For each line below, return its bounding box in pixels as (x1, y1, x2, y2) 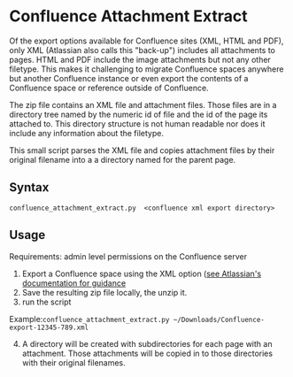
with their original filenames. (21, 357, 126, 368)
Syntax (9, 180, 50, 196)
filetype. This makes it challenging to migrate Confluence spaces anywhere (9, 64, 284, 74)
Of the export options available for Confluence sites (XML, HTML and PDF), (9, 35, 284, 46)
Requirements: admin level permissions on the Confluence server (9, 250, 248, 262)
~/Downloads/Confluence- (173, 315, 266, 324)
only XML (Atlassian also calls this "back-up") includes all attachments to (9, 44, 276, 55)
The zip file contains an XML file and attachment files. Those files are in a (9, 99, 277, 110)
